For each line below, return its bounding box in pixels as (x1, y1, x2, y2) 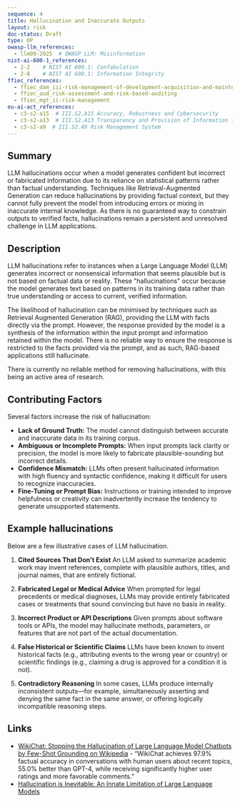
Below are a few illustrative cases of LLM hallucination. (7, 541, 169, 550)
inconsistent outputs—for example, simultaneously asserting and (17, 686, 209, 695)
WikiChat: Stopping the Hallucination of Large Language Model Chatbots (17, 741, 232, 750)
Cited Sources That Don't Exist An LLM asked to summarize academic (17, 555, 227, 564)
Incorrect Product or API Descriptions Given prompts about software (17, 613, 223, 622)
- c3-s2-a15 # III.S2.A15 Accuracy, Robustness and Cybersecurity (14, 110, 219, 117)
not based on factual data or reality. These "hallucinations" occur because (7, 276, 226, 286)
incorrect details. (17, 456, 68, 465)
